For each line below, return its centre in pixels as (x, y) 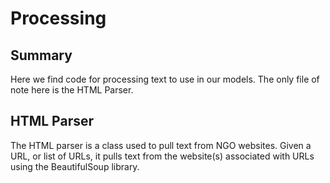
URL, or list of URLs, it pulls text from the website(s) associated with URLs (162, 156)
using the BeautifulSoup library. (75, 166)
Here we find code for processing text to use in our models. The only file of (165, 79)
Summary (41, 55)
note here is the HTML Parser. (72, 90)
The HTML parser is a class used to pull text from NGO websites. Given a (161, 145)
